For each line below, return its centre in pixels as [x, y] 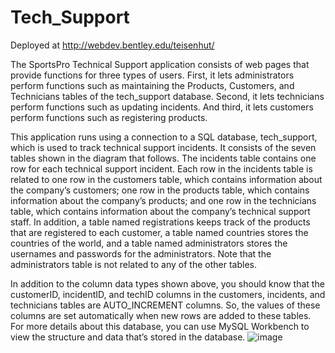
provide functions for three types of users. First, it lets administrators [152, 75]
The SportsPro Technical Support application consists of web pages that [160, 64]
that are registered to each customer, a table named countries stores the [159, 232]
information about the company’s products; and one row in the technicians [163, 200]
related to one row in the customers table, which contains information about [166, 179]
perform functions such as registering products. [109, 117]
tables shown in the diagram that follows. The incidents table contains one [163, 158]
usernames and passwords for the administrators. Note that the [141, 253]
